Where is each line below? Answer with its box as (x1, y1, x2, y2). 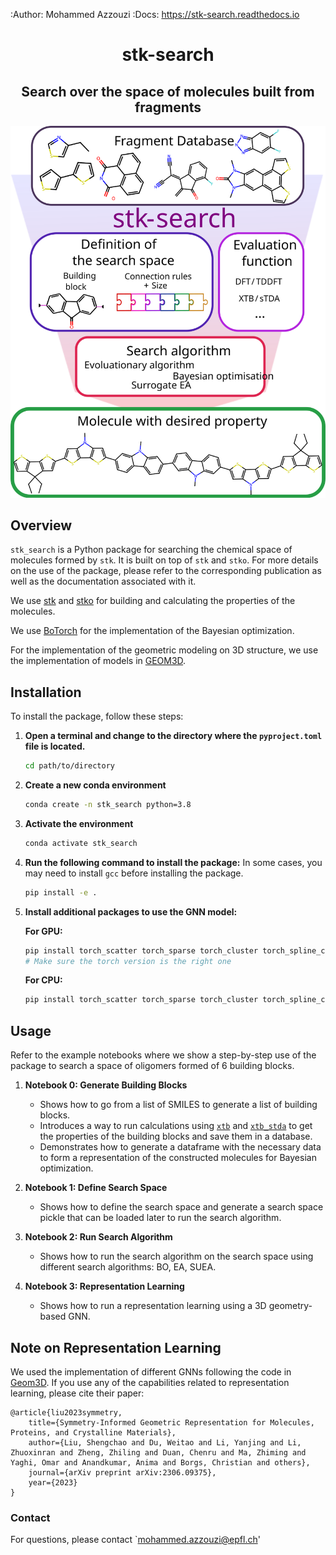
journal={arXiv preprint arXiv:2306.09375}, (28, 1467, 217, 1478)
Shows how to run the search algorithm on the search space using (39, 1250, 314, 1263)
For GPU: (24, 925, 63, 937)
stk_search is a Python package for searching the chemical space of (10, 544, 293, 556)
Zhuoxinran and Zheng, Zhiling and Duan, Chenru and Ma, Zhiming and (10, 1447, 307, 1458)
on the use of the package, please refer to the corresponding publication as (10, 565, 322, 577)
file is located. (24, 740, 86, 753)
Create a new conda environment (24, 779, 167, 791)
